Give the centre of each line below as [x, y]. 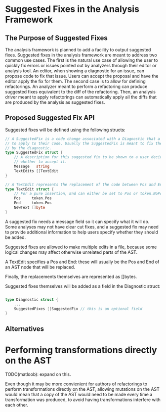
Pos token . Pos [33, 198]
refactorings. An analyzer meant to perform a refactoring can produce [76, 87]
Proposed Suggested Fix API [50, 118]
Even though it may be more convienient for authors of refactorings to [76, 384]
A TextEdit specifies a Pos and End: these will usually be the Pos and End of [82, 262]
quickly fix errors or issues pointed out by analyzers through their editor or [81, 66]
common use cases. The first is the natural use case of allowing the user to [82, 60]
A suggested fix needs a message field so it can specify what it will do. [77, 222]
